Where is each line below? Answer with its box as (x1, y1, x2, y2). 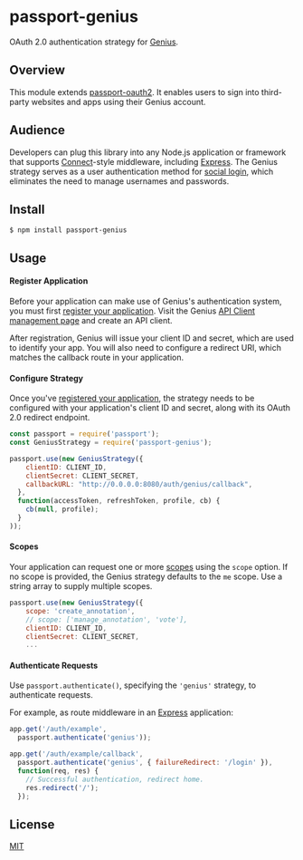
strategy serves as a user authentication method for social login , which (9, 166, 274, 177)
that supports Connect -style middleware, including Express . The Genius (9, 156, 279, 167)
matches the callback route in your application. (9, 352, 185, 362)
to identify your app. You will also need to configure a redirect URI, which (9, 342, 282, 353)
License (9, 817, 55, 832)
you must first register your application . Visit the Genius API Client (9, 305, 256, 316)
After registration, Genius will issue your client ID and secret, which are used (9, 333, 294, 343)
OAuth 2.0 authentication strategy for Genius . (9, 36, 179, 47)
